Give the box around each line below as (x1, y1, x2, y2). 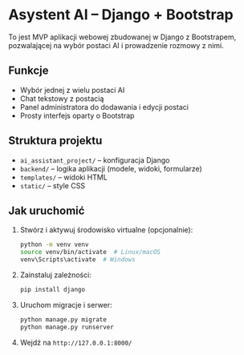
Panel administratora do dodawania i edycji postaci (19, 102, 189, 111)
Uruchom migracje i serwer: (19, 300, 112, 309)
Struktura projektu (8, 134, 103, 147)
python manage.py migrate (19, 315, 107, 324)
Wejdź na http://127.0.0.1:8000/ (19, 337, 132, 347)
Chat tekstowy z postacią (19, 94, 104, 103)
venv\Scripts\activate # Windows (19, 256, 136, 264)
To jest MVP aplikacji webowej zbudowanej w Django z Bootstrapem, (8, 32, 237, 42)
